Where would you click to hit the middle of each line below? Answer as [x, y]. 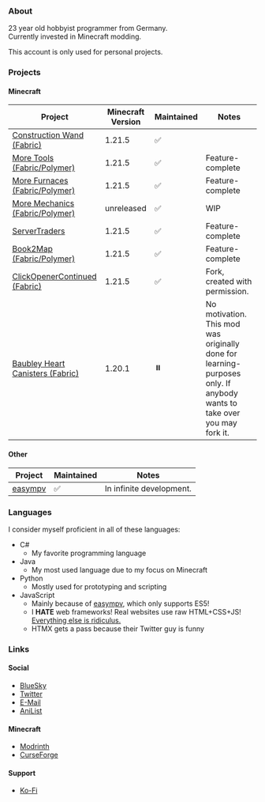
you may [222, 423]
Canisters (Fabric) [46, 373]
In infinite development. [148, 488]
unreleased [126, 209]
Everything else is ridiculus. [76, 620]
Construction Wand [48, 135]
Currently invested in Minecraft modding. [75, 36]
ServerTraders [39, 231]
